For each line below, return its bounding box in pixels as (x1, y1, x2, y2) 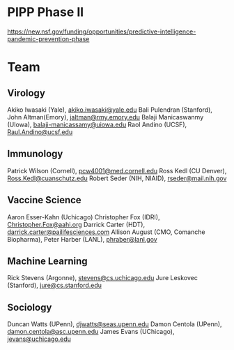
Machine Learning (7, 255, 88, 267)
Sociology (7, 301, 52, 313)
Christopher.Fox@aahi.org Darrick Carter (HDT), (7, 220, 145, 228)
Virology (7, 87, 45, 99)
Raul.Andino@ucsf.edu (7, 127, 73, 136)
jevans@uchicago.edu (7, 335, 72, 343)
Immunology (7, 148, 63, 160)
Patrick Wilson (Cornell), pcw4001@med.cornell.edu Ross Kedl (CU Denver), (7, 166, 227, 175)
